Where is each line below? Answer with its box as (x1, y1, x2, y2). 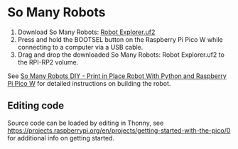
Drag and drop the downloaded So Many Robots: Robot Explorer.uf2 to (17, 50, 225, 59)
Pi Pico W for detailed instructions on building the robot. (7, 79, 171, 87)
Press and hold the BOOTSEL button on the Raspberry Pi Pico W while (17, 35, 223, 43)
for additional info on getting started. (7, 133, 115, 142)
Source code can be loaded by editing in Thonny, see (7, 118, 164, 127)
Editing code (7, 100, 65, 112)
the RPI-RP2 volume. (17, 57, 79, 66)
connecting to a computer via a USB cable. (17, 43, 144, 51)
